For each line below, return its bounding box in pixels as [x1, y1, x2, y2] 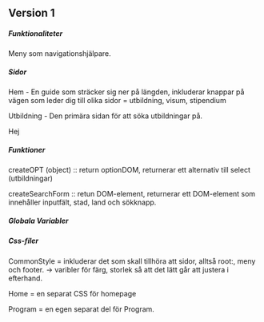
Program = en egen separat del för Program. [8, 304, 154, 314]
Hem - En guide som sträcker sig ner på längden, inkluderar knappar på [8, 87, 245, 97]
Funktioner [8, 145, 46, 154]
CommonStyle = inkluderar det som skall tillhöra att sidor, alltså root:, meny [8, 256, 256, 266]
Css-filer [8, 236, 38, 246]
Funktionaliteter [8, 28, 63, 38]
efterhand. [8, 273, 42, 283]
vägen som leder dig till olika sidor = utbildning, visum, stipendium [8, 96, 226, 105]
